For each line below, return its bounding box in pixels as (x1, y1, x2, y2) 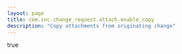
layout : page (7, 9, 44, 17)
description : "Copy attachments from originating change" (7, 22, 176, 29)
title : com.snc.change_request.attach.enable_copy (7, 16, 155, 23)
